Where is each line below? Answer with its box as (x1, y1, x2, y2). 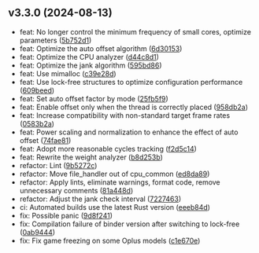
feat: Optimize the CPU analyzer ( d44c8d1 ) (19, 52, 160, 61)
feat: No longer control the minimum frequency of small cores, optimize (19, 27, 252, 36)
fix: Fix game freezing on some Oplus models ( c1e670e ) (19, 236, 201, 245)
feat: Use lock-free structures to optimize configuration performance (19, 77, 243, 86)
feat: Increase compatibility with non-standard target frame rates (19, 110, 231, 120)
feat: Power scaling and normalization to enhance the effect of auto (19, 127, 239, 137)
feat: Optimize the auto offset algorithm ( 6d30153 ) (19, 43, 183, 53)
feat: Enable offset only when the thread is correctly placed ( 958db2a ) (19, 102, 248, 112)
